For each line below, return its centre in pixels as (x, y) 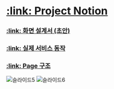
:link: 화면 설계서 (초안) (38, 31)
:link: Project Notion (57, 11)
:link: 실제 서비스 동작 (36, 48)
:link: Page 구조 (29, 66)
